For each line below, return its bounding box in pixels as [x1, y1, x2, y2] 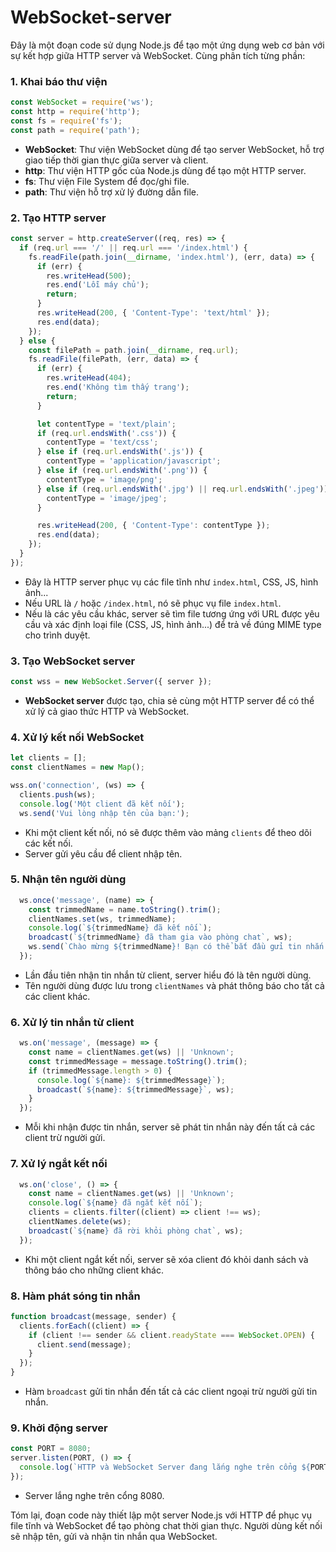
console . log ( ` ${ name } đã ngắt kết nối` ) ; [28, 1198, 203, 1208]
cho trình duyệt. [24, 629, 91, 641]
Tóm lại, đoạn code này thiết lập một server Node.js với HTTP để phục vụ [10, 1509, 312, 1521]
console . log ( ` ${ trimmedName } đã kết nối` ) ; [28, 923, 213, 933]
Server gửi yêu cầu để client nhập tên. [24, 847, 183, 860]
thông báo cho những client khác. [24, 1264, 164, 1276]
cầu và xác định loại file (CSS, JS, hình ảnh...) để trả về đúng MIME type [24, 618, 322, 630]
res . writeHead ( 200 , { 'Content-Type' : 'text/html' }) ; [36, 308, 271, 318]
